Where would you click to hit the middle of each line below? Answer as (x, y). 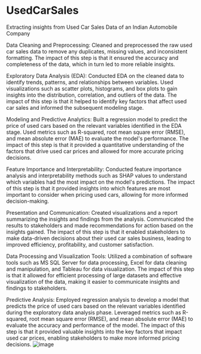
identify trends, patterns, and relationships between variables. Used (90, 82)
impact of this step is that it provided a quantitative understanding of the (95, 145)
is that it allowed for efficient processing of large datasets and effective (94, 275)
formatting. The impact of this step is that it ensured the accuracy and (92, 58)
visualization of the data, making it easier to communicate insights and (93, 281)
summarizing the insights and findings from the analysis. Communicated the (100, 219)
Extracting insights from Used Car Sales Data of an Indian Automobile (92, 27)
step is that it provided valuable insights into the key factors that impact (94, 331)
